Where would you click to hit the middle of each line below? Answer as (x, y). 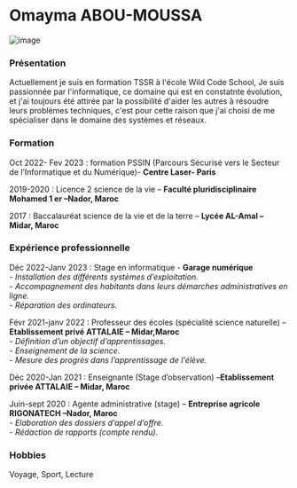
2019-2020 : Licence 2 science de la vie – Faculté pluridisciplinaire (133, 189)
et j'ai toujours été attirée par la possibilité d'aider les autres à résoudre (139, 101)
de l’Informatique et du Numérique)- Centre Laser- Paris (113, 172)
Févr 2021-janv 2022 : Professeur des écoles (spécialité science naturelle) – (148, 322)
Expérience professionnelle (70, 248)
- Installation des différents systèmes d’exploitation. (104, 277)
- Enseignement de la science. (65, 350)
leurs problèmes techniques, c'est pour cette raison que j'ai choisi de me (142, 111)
